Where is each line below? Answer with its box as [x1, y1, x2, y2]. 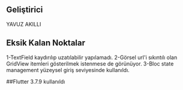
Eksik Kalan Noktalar [6, 38, 86, 48]
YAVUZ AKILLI [6, 20, 41, 27]
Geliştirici [6, 5, 43, 15]
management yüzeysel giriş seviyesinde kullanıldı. [6, 66, 130, 73]
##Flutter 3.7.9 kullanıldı [6, 77, 65, 85]
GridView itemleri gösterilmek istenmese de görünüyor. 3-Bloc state [6, 60, 174, 67]
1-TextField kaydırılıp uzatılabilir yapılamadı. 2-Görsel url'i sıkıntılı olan [6, 54, 178, 61]
